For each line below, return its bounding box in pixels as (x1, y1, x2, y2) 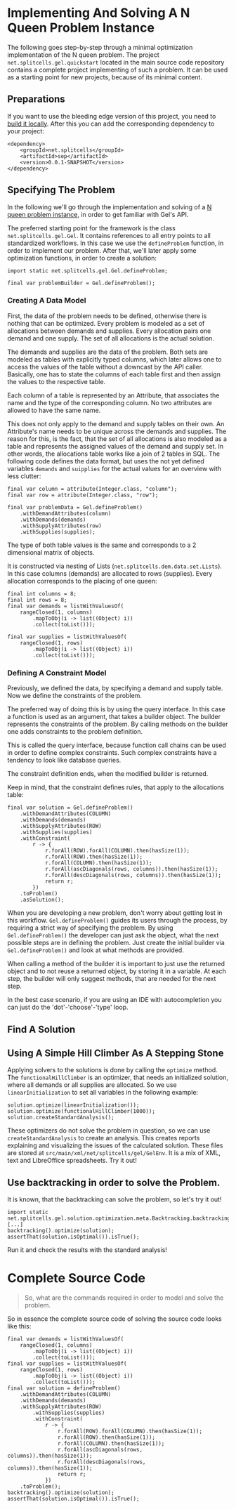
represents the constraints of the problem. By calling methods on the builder (7, 720, 228, 728)
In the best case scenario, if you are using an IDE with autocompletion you (7, 996, 222, 1004)
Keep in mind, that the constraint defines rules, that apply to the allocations (7, 783, 225, 791)
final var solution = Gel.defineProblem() (7, 804, 133, 812)
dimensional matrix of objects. (7, 548, 95, 556)
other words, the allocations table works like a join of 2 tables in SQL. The (7, 449, 220, 458)
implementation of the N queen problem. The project (7, 51, 159, 59)
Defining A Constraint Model (7, 668, 107, 678)
